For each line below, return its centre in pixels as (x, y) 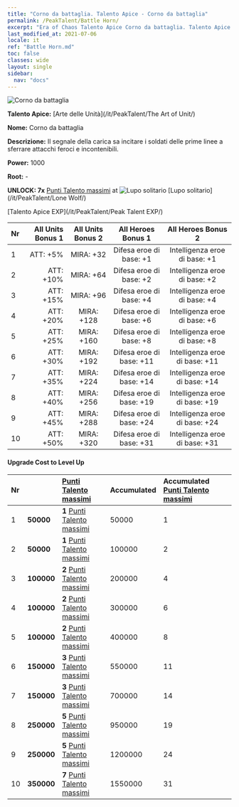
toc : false (23, 54)
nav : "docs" (32, 80)
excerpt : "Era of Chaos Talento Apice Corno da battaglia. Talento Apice (119, 27)
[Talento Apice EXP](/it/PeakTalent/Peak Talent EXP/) (85, 212)
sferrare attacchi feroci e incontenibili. (63, 149)
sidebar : (20, 73)
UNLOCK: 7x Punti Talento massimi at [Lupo (96, 191)
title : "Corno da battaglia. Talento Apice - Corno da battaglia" (108, 14)
